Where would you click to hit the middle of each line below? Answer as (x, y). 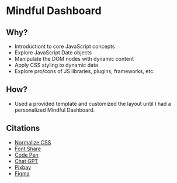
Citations (23, 128)
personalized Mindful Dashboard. (55, 110)
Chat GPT (26, 161)
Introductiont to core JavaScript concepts (65, 46)
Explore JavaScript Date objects (53, 53)
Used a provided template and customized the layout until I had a (93, 103)
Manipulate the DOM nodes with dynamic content (74, 59)
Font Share (28, 149)
